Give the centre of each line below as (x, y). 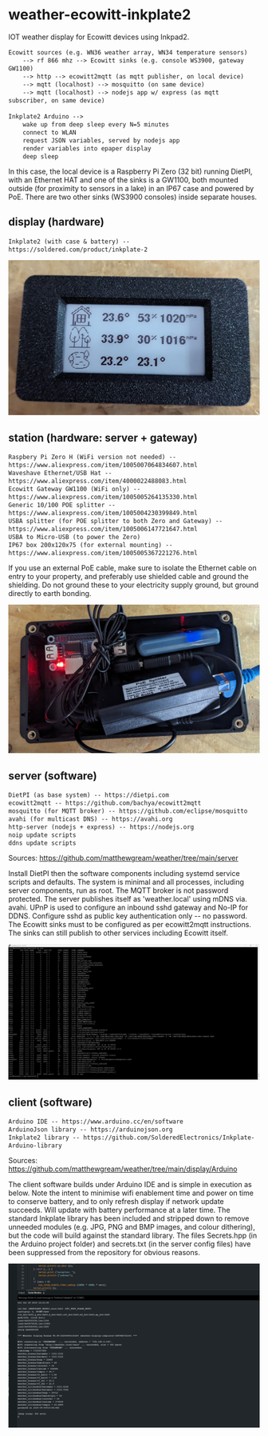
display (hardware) (57, 222)
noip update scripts (43, 835)
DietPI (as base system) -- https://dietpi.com (89, 795)
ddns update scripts (43, 843)
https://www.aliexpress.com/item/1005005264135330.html (103, 498)
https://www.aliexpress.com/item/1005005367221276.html (103, 554)
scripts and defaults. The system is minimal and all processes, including (126, 882)
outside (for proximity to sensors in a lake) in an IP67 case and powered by (131, 188)
